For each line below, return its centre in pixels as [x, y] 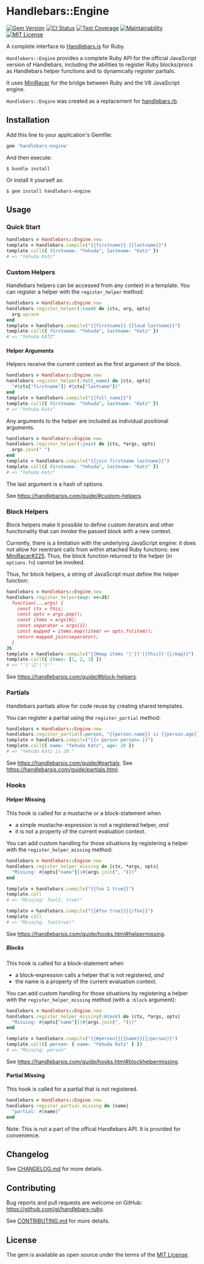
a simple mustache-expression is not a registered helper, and [92, 825]
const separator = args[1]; [53, 626]
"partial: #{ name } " [36, 1111]
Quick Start [23, 227]
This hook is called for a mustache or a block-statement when [84, 813]
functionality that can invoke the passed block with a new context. [89, 531]
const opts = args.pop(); [50, 614]
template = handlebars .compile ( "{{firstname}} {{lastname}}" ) [87, 245]
